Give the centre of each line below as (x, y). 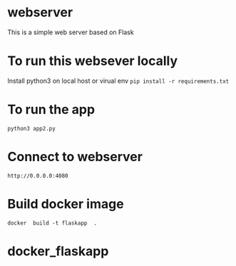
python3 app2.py (31, 128)
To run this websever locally (93, 61)
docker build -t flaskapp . (52, 223)
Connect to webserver (75, 157)
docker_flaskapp (58, 251)
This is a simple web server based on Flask (71, 32)
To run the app (51, 109)
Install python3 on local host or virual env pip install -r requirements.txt (118, 81)
